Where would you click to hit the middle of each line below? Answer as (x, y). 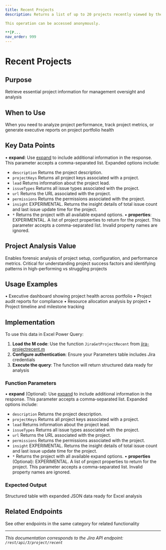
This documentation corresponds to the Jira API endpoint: (64, 538)
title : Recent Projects (30, 10)
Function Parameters (31, 383)
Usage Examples (31, 284)
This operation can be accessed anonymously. (53, 23)
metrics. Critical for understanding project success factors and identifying (80, 263)
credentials (24, 360)
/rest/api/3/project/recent (34, 543)
